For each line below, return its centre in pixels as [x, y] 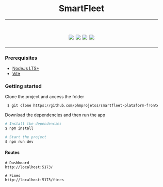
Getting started [24, 86]
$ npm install [19, 128]
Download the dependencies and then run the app [55, 115]
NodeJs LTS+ [26, 68]
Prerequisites [21, 58]
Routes [12, 153]
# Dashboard [17, 163]
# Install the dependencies [33, 124]
